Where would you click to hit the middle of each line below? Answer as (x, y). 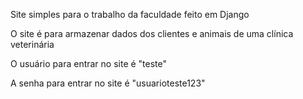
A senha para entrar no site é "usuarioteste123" (108, 83)
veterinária (32, 44)
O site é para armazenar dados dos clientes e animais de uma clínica (152, 33)
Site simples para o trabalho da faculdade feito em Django (130, 14)
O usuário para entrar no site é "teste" (89, 63)
